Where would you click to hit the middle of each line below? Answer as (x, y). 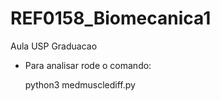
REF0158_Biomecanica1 (111, 18)
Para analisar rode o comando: (88, 65)
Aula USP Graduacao (54, 46)
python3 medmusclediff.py (80, 84)
